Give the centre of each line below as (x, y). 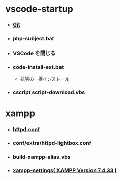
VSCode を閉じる (34, 53)
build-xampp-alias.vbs (41, 157)
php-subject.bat (33, 39)
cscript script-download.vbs (49, 92)
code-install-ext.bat (38, 67)
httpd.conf (26, 130)
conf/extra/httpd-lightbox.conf (52, 143)
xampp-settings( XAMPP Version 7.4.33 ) (65, 170)
